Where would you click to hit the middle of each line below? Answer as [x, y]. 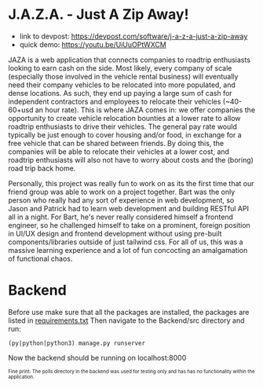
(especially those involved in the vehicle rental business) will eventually [123, 76]
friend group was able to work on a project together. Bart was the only [122, 192]
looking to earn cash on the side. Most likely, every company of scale [120, 68]
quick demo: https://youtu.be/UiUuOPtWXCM [93, 44]
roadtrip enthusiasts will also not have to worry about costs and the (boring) [131, 159]
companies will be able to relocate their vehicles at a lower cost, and [119, 152]
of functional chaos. [40, 258]
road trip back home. [42, 168]
